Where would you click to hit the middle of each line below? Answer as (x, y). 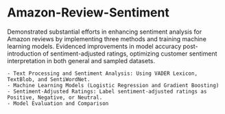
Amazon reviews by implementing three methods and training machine (107, 38)
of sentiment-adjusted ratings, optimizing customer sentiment (130, 54)
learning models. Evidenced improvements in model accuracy (94, 46)
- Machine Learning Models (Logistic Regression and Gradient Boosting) (113, 85)
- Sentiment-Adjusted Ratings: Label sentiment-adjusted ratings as (107, 91)
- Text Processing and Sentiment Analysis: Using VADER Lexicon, (102, 73)
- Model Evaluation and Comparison (58, 103)
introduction (24, 54)
